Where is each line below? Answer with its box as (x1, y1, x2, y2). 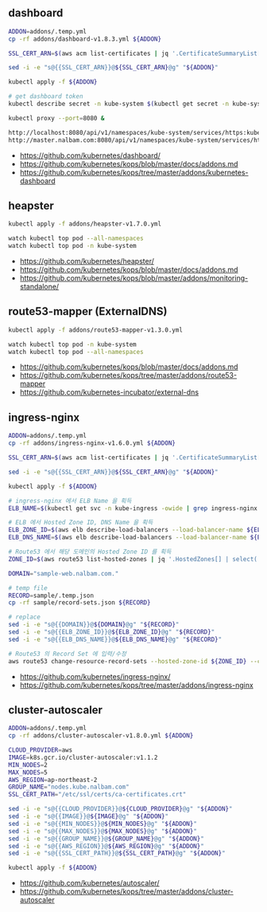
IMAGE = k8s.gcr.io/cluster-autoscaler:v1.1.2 (8, 753, 158, 761)
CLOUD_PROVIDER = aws (8, 746, 73, 754)
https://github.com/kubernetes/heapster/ (19, 257, 155, 265)
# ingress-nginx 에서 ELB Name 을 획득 (8, 497, 132, 505)
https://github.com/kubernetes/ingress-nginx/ (19, 671, 171, 681)
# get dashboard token (8, 92, 83, 100)
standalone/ (19, 282, 60, 291)
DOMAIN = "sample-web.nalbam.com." (8, 569, 119, 577)
